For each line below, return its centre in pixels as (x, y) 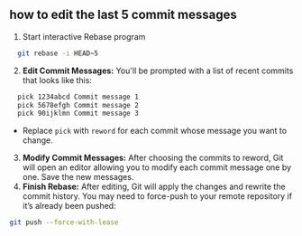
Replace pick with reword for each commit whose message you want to (154, 131)
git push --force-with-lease (64, 222)
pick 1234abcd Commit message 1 (78, 97)
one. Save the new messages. (78, 177)
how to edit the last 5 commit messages (123, 15)
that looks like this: (57, 80)
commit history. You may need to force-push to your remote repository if (157, 196)
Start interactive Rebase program (84, 36)
